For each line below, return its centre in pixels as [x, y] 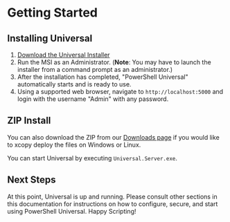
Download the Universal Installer [63, 55]
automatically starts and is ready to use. [74, 84]
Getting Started [53, 13]
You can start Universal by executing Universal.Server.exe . [92, 158]
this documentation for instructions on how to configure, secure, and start [113, 204]
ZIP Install [29, 121]
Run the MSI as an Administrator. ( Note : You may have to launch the [114, 62]
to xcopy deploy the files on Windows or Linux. [74, 145]
